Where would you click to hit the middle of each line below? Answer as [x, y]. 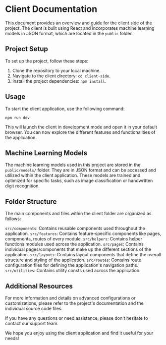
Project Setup [27, 49]
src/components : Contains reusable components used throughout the [75, 229]
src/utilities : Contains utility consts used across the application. [73, 271]
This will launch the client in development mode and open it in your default [81, 127]
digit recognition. [22, 186]
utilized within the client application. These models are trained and [73, 175]
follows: [13, 219]
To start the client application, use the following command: [65, 109]
